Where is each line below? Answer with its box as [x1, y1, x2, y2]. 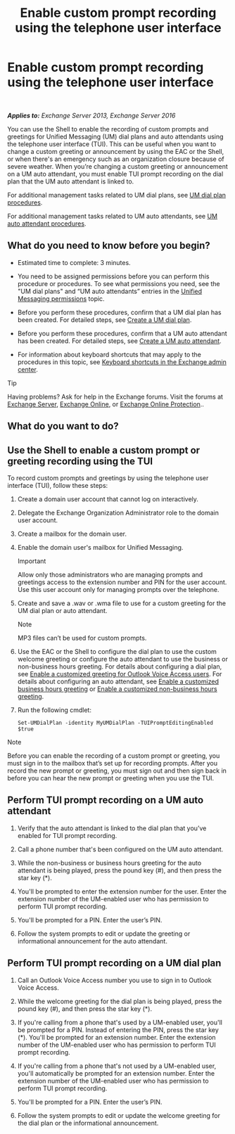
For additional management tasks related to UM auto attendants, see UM [7, 212, 218, 220]
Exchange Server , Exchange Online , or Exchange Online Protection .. [7, 399, 204, 408]
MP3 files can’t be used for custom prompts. [17, 633, 147, 642]
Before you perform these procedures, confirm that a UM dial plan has [17, 308, 222, 316]
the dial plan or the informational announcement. [17, 1119, 159, 1127]
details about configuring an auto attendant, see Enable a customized [17, 677, 220, 685]
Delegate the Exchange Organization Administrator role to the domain [17, 508, 220, 517]
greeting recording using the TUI [7, 455, 153, 467]
